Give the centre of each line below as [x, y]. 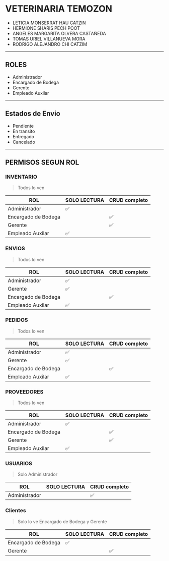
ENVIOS [15, 249]
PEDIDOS [17, 320]
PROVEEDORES [24, 391]
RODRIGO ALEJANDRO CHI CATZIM [50, 44]
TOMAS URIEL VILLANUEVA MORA [49, 39]
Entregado [23, 136]
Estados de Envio [33, 114]
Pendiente [23, 126]
